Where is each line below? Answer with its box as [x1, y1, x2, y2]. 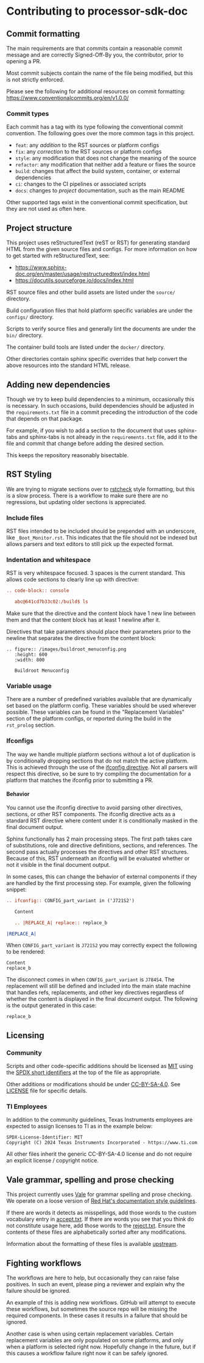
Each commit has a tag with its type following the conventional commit [6, 123, 183, 130]
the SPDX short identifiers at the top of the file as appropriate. [6, 1069, 161, 1077]
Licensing [6, 1030, 44, 1041]
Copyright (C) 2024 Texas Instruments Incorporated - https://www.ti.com [6, 1140, 198, 1146]
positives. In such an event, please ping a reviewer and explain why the [6, 1280, 185, 1287]
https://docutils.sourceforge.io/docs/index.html [15, 277, 134, 284]
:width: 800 [14, 657, 45, 663]
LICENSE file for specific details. [6, 1087, 88, 1095]
